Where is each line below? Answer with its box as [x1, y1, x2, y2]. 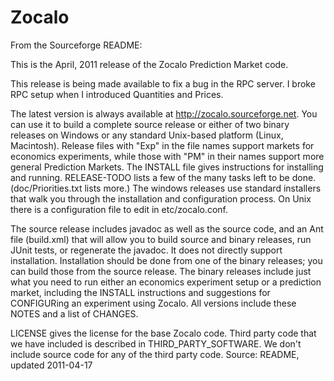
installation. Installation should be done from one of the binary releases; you [10, 254, 323, 266]
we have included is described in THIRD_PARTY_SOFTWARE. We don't [10, 337, 302, 350]
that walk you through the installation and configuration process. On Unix [10, 192, 312, 205]
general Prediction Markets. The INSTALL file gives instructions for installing [10, 161, 324, 173]
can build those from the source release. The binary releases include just [10, 265, 312, 277]
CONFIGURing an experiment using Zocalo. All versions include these [10, 297, 297, 309]
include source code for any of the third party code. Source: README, [10, 348, 300, 360]
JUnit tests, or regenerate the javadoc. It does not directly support [10, 244, 283, 256]
